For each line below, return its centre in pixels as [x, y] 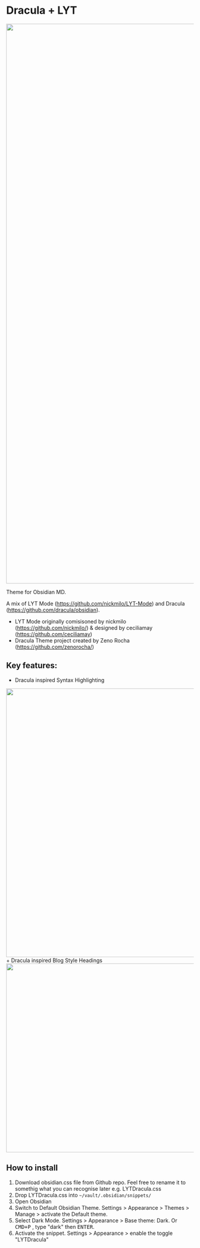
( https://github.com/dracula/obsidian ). [53, 610]
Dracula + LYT [42, 10]
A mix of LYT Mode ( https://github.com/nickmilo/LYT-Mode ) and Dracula [96, 603]
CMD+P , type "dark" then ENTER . [55, 1227]
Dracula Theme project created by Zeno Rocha [72, 640]
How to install [32, 1168]
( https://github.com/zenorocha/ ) [54, 647]
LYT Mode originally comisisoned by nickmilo [71, 621]
